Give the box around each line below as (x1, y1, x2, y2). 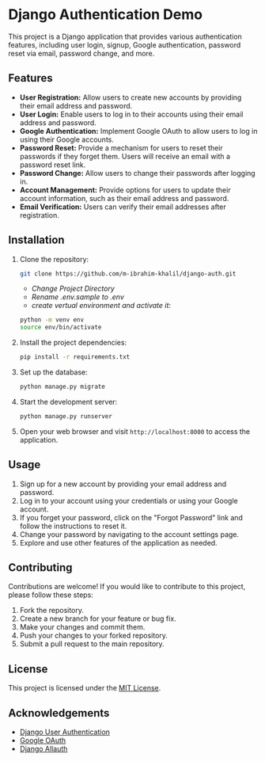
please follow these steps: (8, 590, 93, 599)
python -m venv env (19, 316, 85, 324)
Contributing (8, 561, 73, 575)
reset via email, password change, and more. (8, 48, 155, 58)
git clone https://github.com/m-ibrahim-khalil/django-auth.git (19, 269, 237, 278)
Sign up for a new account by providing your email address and (19, 479, 227, 489)
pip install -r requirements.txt (19, 353, 131, 361)
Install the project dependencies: (19, 338, 127, 348)
